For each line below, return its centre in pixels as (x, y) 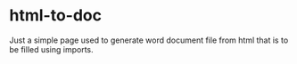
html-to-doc (56, 16)
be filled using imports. (51, 49)
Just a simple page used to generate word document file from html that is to (149, 40)
